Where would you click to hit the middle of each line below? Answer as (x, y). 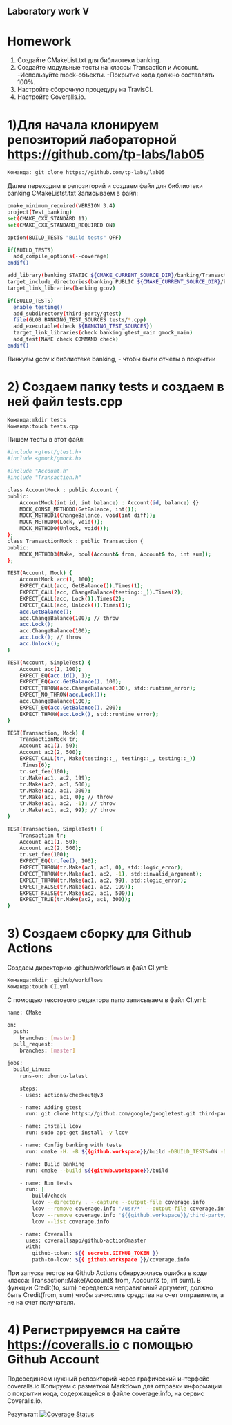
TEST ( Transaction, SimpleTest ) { (55, 829)
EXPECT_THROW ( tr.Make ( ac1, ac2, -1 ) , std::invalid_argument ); (111, 874)
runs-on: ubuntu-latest (54, 1076)
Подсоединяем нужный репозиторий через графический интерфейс (108, 1379)
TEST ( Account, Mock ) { (40, 573)
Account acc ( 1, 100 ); (50, 669)
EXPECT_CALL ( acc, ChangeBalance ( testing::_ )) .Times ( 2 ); (102, 593)
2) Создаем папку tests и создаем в (116, 387)
